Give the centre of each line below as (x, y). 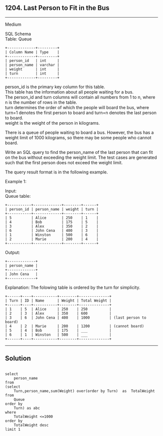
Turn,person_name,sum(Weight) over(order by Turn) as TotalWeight (84, 391)
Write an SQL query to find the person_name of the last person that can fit (79, 152)
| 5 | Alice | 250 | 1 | (52, 218)
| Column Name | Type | (32, 52)
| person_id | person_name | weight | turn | (52, 209)
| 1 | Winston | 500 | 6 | (52, 235)
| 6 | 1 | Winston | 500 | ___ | (58, 335)
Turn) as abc (27, 408)
